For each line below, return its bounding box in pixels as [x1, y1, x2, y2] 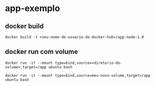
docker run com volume [5, 48, 78, 56]
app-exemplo [5, 3, 61, 14]
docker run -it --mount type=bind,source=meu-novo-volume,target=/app [5, 73, 151, 78]
